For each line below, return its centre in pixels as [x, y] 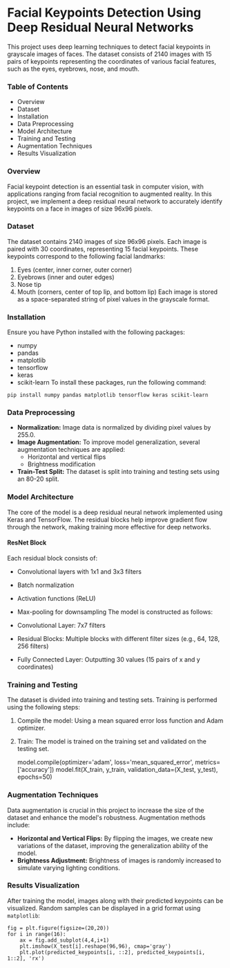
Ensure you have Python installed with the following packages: [96, 332]
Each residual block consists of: [52, 558]
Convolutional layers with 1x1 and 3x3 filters [79, 571]
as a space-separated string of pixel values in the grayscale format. [113, 299]
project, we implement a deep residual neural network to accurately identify [115, 201]
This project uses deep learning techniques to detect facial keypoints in [109, 46]
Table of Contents [38, 87]
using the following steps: [44, 707]
